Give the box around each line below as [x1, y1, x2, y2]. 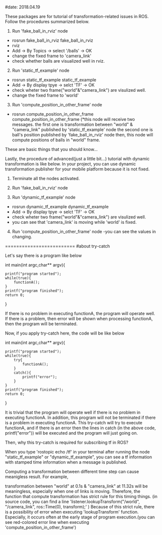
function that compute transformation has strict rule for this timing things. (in [5, 494, 158, 499]
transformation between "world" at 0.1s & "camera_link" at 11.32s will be [5, 483, 148, 489]
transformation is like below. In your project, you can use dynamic [5, 161, 136, 167]
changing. [12, 234, 32, 239]
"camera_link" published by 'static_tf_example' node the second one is [12, 127, 153, 133]
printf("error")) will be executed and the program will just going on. [5, 430, 138, 436]
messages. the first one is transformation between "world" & [12, 121, 133, 127]
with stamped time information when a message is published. [5, 459, 127, 465]
